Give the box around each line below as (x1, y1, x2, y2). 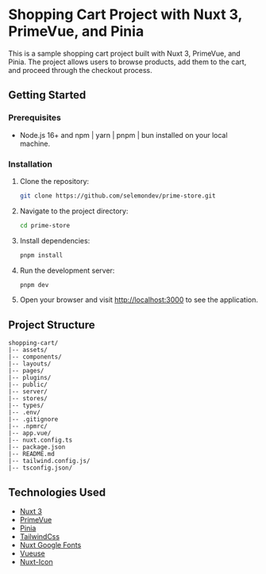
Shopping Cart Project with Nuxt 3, (8, 6, 243, 24)
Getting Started (8, 89, 87, 102)
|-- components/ (8, 353, 62, 362)
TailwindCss (19, 532, 60, 541)
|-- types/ (8, 402, 44, 410)
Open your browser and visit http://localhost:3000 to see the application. (19, 295, 258, 304)
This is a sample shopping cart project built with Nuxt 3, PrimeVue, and (8, 48, 241, 58)
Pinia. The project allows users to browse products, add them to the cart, (8, 57, 247, 67)
